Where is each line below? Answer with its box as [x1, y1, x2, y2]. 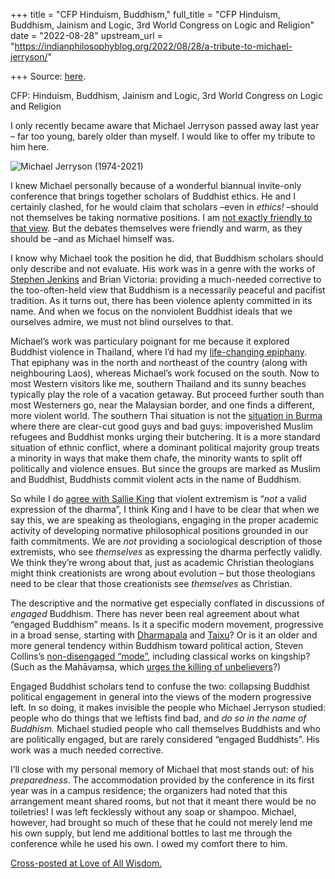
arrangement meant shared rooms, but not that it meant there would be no [10, 795, 317, 807]
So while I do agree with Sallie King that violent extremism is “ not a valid [10, 493, 307, 504]
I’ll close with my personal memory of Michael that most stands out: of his [10, 764, 315, 775]
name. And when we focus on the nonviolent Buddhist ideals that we [10, 305, 293, 317]
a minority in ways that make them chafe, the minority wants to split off [10, 452, 303, 464]
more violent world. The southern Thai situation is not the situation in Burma [10, 410, 323, 421]
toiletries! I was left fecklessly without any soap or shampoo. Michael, [10, 806, 297, 818]
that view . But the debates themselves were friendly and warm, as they [10, 222, 303, 234]
